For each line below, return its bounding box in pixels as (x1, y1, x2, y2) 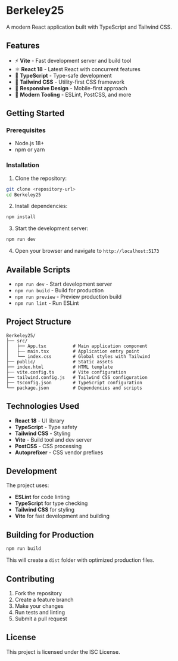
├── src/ (6, 338, 28, 344)
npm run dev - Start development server (14, 280, 113, 287)
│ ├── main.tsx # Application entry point (6, 348, 140, 354)
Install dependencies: (14, 203, 68, 210)
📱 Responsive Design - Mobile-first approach (14, 84, 128, 91)
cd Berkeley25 (6, 192, 42, 198)
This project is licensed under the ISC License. (6, 648, 120, 655)
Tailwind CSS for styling (14, 506, 75, 513)
